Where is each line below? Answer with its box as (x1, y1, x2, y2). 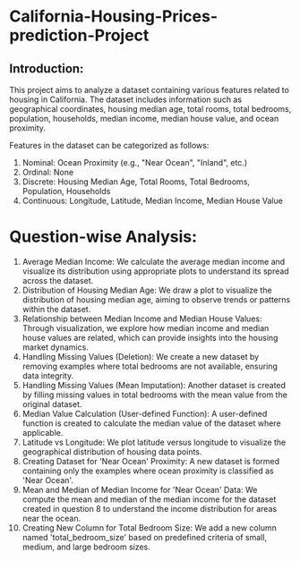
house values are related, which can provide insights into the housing (21, 332, 279, 343)
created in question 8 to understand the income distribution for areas (21, 503, 278, 514)
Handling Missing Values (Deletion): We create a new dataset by (21, 351, 260, 361)
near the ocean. (21, 513, 81, 523)
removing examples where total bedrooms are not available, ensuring (21, 361, 278, 371)
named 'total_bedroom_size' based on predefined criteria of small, (21, 531, 267, 542)
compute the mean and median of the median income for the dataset (21, 494, 277, 505)
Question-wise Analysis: (9, 226, 198, 247)
